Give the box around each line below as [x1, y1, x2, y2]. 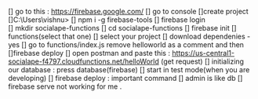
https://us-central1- [172, 49, 235, 57]
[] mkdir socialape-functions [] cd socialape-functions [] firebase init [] [8, 24, 237, 32]
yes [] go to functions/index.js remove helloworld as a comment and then [8, 40, 245, 49]
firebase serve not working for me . [8, 82, 122, 91]
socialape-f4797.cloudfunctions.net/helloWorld [8, 57, 159, 66]
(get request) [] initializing [160, 57, 245, 66]
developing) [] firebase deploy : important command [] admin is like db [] [8, 74, 243, 82]
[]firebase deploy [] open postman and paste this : [8, 49, 171, 57]
